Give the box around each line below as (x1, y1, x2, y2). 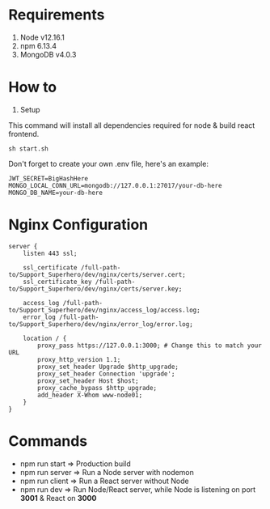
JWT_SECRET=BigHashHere (8, 174, 89, 183)
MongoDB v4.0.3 (19, 49, 77, 59)
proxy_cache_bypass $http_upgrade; (37, 384, 158, 392)
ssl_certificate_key (23, 278, 92, 286)
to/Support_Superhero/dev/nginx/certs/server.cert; (8, 270, 186, 278)
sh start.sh (8, 144, 49, 153)
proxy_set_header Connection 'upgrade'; (37, 370, 175, 378)
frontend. (8, 129, 40, 138)
